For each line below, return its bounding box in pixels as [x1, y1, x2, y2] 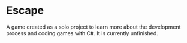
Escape [6, 4, 44, 17]
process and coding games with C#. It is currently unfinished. [6, 29, 159, 36]
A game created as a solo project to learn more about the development [6, 23, 181, 30]
